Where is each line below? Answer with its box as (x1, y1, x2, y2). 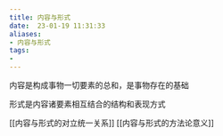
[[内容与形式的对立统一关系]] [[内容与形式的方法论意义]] (9, 117, 214, 128)
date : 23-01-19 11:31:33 (9, 21, 105, 30)
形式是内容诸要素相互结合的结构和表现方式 (9, 99, 166, 109)
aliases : (9, 29, 42, 38)
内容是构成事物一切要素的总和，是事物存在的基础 (9, 80, 189, 90)
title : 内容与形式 (9, 12, 71, 22)
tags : (9, 46, 29, 55)
